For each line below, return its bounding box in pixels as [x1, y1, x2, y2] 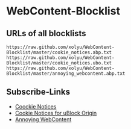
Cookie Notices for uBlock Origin [14, 109, 97, 116]
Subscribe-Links [6, 87, 71, 97]
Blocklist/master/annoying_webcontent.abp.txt [6, 71, 126, 77]
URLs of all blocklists [6, 28, 86, 39]
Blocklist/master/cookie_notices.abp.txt [6, 49, 112, 55]
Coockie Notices [14, 102, 57, 110]
